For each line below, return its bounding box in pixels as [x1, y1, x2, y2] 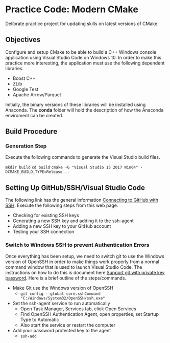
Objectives [5, 35, 41, 44]
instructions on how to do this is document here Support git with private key [5, 269, 165, 275]
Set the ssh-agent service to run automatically [12, 300, 111, 306]
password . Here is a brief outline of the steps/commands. [5, 275, 127, 281]
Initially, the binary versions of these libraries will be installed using [5, 101, 146, 108]
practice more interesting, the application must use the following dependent [5, 60, 165, 66]
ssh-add [20, 334, 37, 339]
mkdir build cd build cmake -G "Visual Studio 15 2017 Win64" [5, 165, 138, 170]
